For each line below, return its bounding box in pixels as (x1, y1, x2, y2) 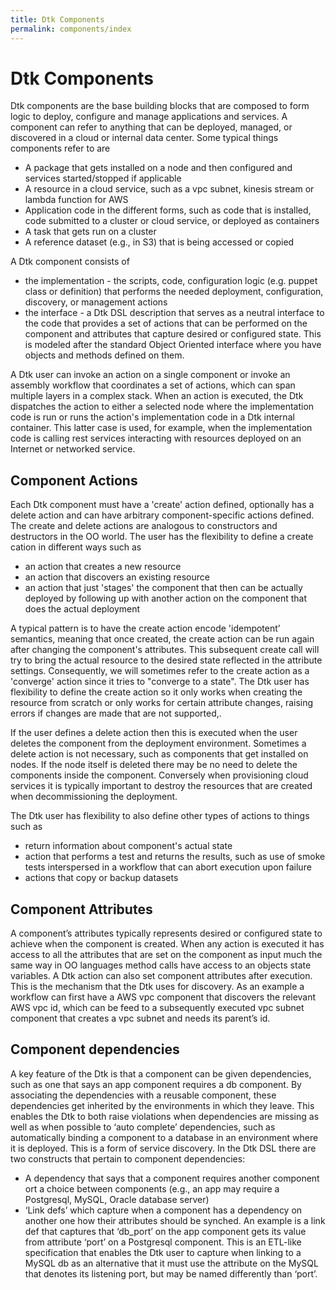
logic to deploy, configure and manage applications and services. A (10, 111, 288, 123)
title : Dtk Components (10, 14, 105, 25)
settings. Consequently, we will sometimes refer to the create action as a (10, 665, 310, 677)
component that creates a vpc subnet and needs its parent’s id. (10, 1012, 271, 1025)
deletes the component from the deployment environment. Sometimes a (10, 737, 307, 750)
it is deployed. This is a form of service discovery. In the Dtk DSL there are (10, 1142, 317, 1154)
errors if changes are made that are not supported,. (10, 707, 222, 720)
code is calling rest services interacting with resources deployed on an (10, 432, 302, 445)
